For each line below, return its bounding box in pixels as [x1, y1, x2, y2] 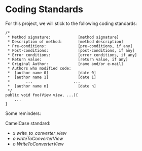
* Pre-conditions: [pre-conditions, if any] [7, 43, 133, 49]
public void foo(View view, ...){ [5, 93, 79, 98]
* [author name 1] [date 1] [7, 75, 96, 80]
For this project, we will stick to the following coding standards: [5, 20, 137, 26]
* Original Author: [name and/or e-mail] [7, 61, 124, 67]
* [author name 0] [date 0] [7, 70, 96, 75]
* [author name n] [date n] [7, 83, 96, 88]
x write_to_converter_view [12, 130, 67, 136]
